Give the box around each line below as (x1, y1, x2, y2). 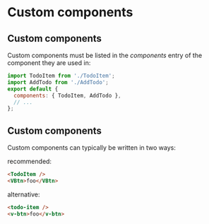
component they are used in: (7, 59, 91, 67)
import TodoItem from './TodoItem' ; (7, 72, 115, 79)
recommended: (7, 157, 52, 166)
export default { (7, 86, 59, 93)
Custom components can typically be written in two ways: (7, 143, 177, 152)
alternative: (7, 190, 40, 199)
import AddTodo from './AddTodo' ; (7, 78, 109, 86)
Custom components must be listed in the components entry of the (7, 51, 203, 59)
